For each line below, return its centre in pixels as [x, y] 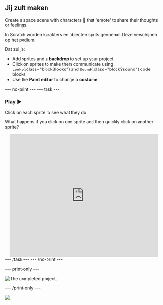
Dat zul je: [15, 49]
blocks [19, 74]
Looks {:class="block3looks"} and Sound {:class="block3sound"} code [81, 69]
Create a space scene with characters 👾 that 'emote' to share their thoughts [81, 20]
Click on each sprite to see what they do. [47, 113]
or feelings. [16, 25]
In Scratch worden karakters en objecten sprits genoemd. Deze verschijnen [81, 34]
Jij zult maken [27, 8]
